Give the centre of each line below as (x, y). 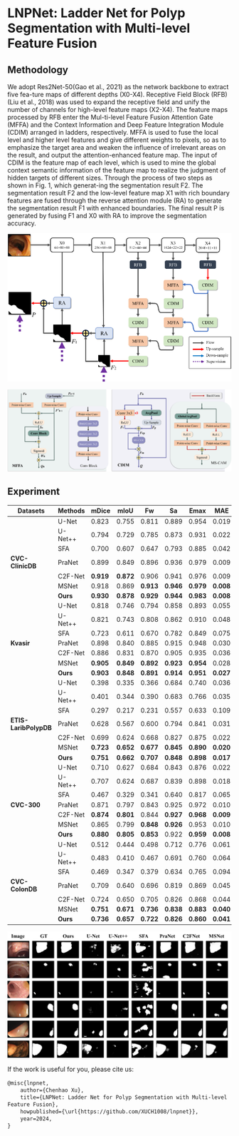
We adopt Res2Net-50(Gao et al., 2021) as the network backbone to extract (118, 87)
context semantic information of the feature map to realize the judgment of (117, 170)
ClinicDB (23, 566)
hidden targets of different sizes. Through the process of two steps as (110, 178)
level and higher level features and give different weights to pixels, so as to (117, 140)
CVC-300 (25, 804)
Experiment (34, 492)
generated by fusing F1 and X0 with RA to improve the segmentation (107, 216)
